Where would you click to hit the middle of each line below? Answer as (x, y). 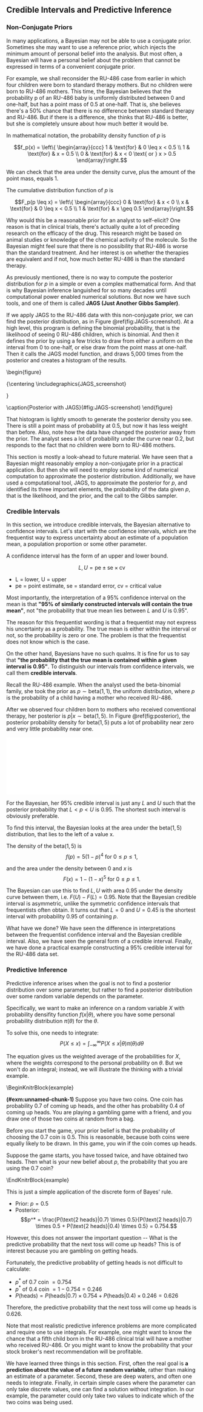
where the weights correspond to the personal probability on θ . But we (95, 1063)
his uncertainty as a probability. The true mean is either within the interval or (101, 629)
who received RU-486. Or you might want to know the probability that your (100, 1345)
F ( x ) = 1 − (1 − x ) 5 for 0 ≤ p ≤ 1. (102, 878)
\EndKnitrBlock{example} (38, 1180)
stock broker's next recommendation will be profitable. (75, 1352)
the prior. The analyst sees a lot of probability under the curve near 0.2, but (100, 438)
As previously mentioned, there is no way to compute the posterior (89, 277)
